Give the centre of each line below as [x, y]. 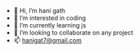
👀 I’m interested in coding [50, 18]
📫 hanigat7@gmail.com [48, 40]
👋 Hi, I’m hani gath [39, 11]
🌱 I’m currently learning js [50, 25]
